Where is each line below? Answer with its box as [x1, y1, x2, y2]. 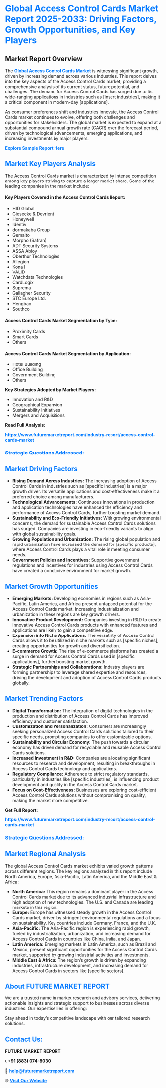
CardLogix [12, 279, 34, 286]
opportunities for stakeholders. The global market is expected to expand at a [5, 120, 162, 125]
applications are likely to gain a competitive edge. [12, 627, 114, 633]
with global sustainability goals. [12, 531, 77, 537]
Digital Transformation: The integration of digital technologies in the [12, 707, 153, 714]
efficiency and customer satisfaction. [12, 718, 88, 724]
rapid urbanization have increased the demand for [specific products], [12, 542, 156, 547]
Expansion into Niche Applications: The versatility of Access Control [12, 632, 155, 638]
